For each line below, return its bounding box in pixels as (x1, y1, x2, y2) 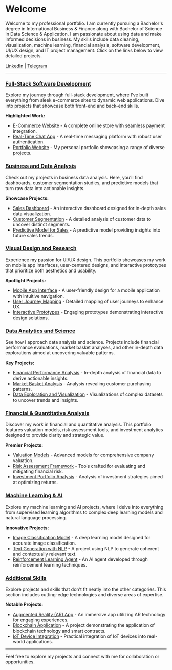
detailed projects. (5, 52, 42, 59)
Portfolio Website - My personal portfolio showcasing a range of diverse (12, 144, 165, 151)
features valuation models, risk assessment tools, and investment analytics (5, 427, 163, 433)
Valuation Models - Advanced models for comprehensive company (12, 452, 154, 458)
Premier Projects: (5, 442, 44, 448)
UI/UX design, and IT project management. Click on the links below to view (5, 47, 163, 53)
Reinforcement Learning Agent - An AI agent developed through (12, 556, 148, 562)
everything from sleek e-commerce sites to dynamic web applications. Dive (5, 97, 165, 103)
